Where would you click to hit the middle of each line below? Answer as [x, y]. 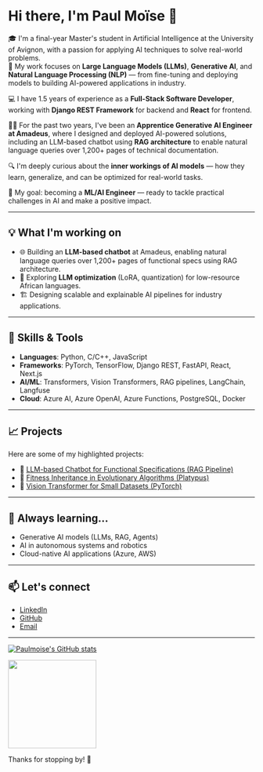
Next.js [31, 373]
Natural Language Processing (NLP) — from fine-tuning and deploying [123, 75]
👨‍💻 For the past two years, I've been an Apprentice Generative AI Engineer [130, 125]
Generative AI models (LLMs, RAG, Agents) [89, 537]
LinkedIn [33, 609]
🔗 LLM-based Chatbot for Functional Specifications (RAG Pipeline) [126, 470]
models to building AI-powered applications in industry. [97, 82]
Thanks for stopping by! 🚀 [50, 759]
